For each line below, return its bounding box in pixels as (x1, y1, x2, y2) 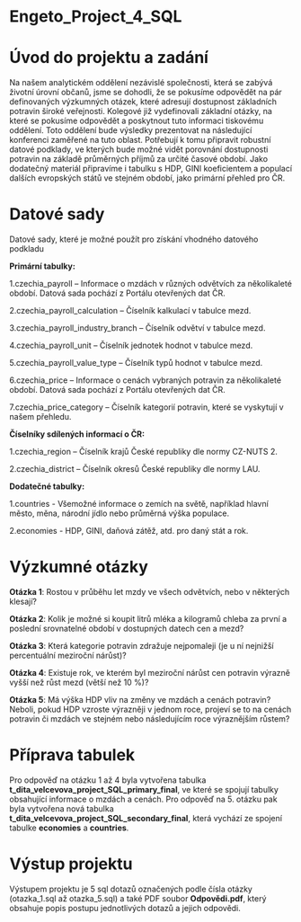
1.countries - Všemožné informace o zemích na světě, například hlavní (9, 499, 270, 510)
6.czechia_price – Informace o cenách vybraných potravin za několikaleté (9, 375, 281, 386)
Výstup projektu (9, 854, 133, 874)
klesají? (9, 596, 38, 607)
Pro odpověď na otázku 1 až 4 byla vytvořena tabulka (9, 775, 207, 785)
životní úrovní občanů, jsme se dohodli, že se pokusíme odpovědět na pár (9, 87, 283, 98)
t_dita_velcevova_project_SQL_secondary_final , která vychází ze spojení (9, 812, 283, 823)
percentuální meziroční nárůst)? (9, 650, 128, 660)
